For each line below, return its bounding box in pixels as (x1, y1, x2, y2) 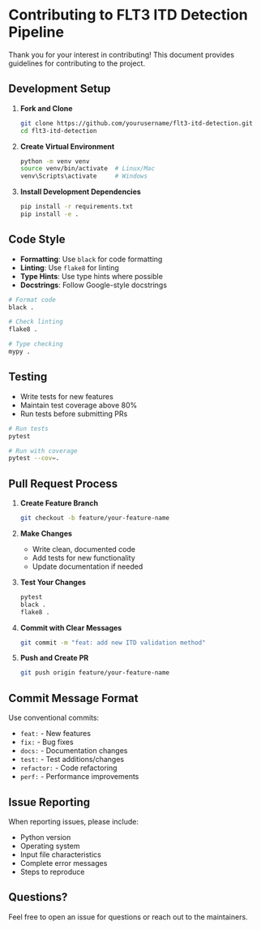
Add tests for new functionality (32, 553, 135, 562)
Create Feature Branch (19, 498, 99, 508)
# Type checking (8, 340, 63, 348)
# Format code (8, 295, 57, 304)
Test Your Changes (19, 577, 87, 587)
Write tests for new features (19, 391, 113, 401)
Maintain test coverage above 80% (19, 400, 138, 410)
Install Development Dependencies (19, 187, 142, 196)
